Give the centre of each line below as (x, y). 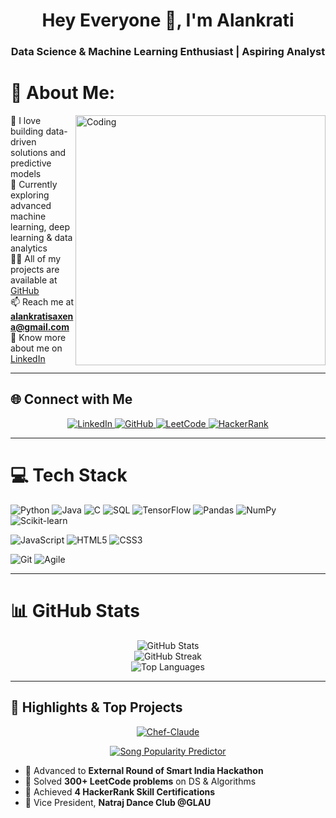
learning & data (41, 238)
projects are (35, 270)
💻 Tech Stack (69, 475)
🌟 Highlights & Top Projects (96, 707)
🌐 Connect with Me (71, 399)
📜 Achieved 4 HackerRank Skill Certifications (120, 791)
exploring (30, 195)
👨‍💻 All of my (36, 259)
